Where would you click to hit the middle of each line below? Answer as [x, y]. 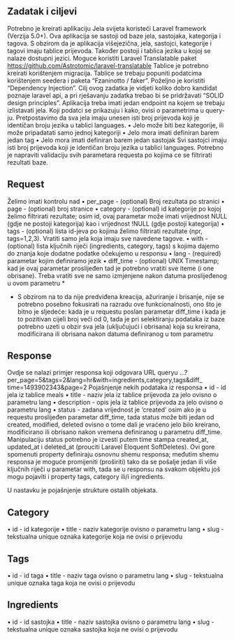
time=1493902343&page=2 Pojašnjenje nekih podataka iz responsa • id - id [117, 387]
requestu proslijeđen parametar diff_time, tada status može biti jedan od [111, 417]
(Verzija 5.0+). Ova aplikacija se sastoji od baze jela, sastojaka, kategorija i [114, 36]
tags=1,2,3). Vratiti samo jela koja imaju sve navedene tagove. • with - [108, 238]
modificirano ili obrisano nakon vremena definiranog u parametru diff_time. [115, 432]
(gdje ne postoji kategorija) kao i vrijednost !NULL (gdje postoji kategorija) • [116, 223]
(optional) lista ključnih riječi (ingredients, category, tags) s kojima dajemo [113, 246]
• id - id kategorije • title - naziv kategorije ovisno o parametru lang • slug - [116, 529]
